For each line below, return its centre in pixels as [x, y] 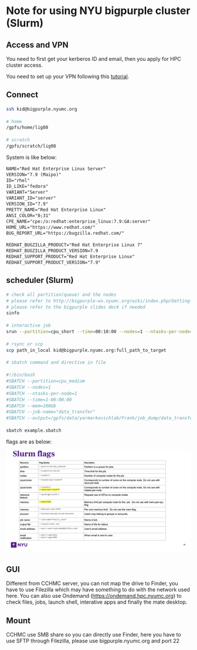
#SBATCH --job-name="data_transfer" [51, 412]
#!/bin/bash [21, 375]
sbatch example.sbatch [34, 430]
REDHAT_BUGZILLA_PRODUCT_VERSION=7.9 [52, 251]
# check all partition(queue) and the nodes [61, 295]
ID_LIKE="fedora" [27, 186]
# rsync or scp [25, 344]
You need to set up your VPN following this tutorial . [68, 76]
